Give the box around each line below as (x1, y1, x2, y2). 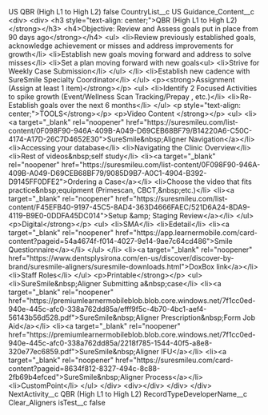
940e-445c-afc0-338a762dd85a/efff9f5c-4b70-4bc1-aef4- (8, 305, 207, 313)
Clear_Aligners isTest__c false (8, 398, 106, 407)
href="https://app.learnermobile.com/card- (115, 228, 258, 237)
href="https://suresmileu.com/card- (115, 355, 234, 365)
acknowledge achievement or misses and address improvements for (8, 41, 234, 50)
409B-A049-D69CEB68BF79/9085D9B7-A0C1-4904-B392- (8, 169, 207, 178)
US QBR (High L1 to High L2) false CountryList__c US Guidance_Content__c (8, 7, 254, 16)
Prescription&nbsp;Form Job (161, 313, 256, 322)
